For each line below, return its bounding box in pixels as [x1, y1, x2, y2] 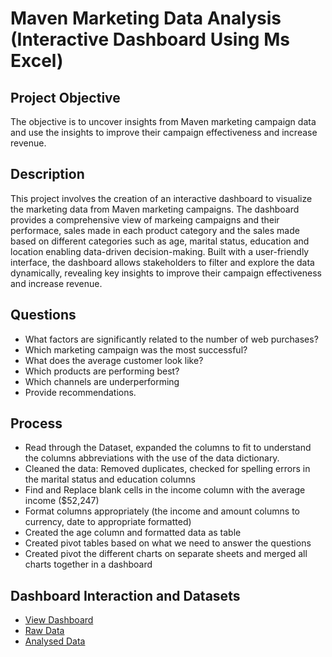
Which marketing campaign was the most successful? [24, 343, 248, 356]
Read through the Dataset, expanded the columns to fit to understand [24, 442, 312, 454]
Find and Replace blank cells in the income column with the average [24, 484, 306, 496]
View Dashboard [24, 614, 94, 626]
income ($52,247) [24, 495, 100, 507]
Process [10, 415, 63, 432]
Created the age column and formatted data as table [24, 527, 242, 539]
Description [10, 166, 85, 183]
